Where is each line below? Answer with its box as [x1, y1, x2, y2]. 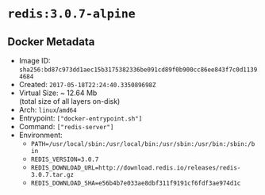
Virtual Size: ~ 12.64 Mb [18, 88, 98, 97]
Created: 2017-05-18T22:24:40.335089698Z [18, 80, 156, 89]
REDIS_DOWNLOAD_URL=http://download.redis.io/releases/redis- [30, 164, 241, 172]
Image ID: [18, 56, 51, 65]
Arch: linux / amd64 [18, 105, 77, 114]
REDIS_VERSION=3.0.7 [30, 155, 99, 163]
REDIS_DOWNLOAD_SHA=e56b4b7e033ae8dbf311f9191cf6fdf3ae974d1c [30, 179, 241, 187]
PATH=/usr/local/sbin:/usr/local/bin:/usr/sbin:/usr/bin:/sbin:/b [30, 140, 255, 148]
